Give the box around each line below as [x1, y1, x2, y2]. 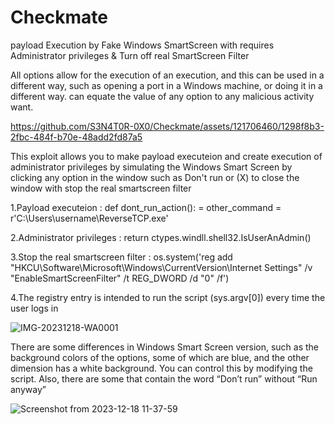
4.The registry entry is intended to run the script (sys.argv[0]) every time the [10, 291, 326, 303]
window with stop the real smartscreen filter [10, 182, 192, 194]
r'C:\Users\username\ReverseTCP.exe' [10, 212, 169, 224]
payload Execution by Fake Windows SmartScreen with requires [10, 39, 275, 51]
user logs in [10, 302, 59, 314]
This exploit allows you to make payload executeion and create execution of [10, 150, 323, 162]
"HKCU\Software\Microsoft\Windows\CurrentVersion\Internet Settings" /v [10, 261, 313, 273]
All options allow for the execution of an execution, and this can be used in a [10, 69, 325, 81]
